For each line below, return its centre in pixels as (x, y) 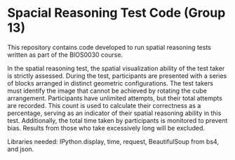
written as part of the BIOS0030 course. (65, 55)
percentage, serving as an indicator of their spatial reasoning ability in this (114, 113)
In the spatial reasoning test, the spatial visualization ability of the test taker (116, 68)
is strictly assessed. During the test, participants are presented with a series (117, 76)
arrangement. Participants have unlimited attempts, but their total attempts (115, 98)
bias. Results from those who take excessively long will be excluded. (106, 128)
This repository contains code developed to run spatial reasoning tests (109, 47)
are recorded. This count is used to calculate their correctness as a (104, 105)
